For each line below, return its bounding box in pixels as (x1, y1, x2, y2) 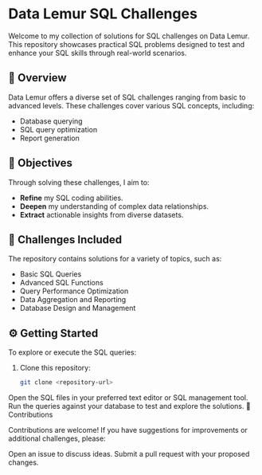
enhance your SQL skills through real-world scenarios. (8, 48, 187, 57)
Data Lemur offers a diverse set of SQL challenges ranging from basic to (8, 92, 246, 102)
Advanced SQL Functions (19, 278, 104, 288)
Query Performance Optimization (19, 286, 129, 296)
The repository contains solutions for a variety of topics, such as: (8, 254, 222, 264)
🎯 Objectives (8, 156, 73, 170)
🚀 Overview (8, 71, 67, 84)
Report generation (19, 133, 80, 143)
